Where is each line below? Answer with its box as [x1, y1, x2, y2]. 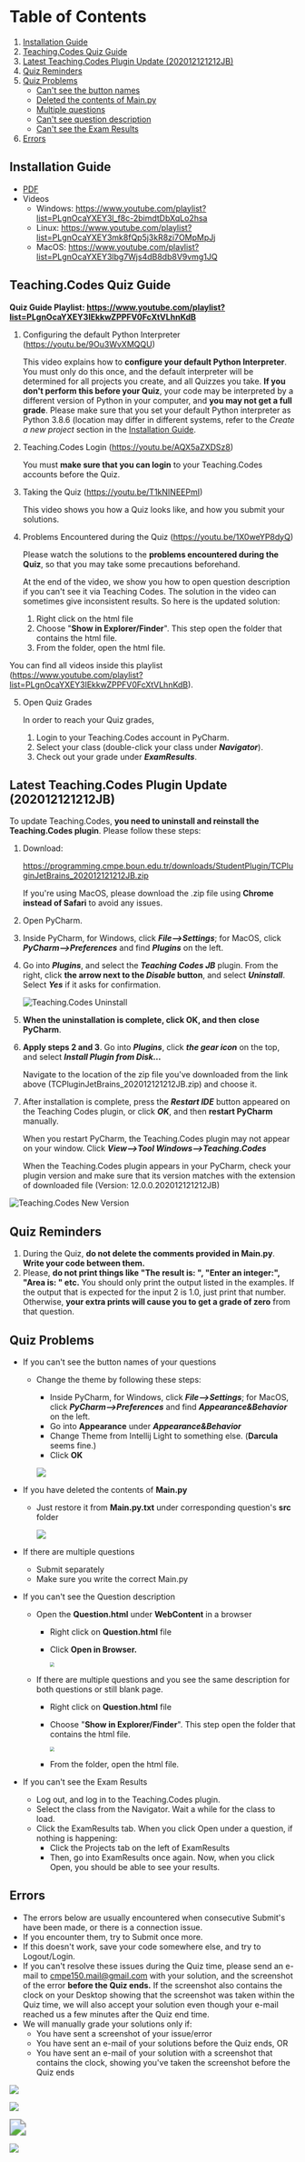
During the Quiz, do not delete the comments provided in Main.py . [22, 1248, 275, 1259]
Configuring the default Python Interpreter [22, 329, 181, 340]
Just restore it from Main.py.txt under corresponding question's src [35, 1502, 292, 1513]
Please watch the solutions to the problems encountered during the [22, 548, 280, 560]
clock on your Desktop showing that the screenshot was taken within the [22, 1989, 295, 2000]
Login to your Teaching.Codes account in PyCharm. [35, 732, 230, 743]
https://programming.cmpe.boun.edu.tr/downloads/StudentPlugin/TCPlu [22, 861, 293, 872]
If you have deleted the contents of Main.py [22, 1485, 188, 1495]
